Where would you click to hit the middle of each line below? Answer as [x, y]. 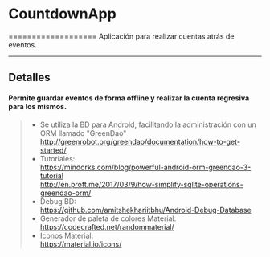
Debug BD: [58, 201]
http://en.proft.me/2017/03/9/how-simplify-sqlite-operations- [141, 184]
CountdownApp [62, 14]
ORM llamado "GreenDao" [83, 133]
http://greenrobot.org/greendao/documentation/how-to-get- [140, 141]
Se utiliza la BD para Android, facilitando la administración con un [148, 124]
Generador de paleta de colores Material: [108, 218]
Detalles [29, 78]
